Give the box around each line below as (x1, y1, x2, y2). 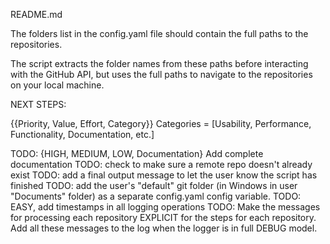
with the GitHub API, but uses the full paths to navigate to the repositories (10, 69, 313, 80)
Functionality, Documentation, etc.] (10, 129, 155, 140)
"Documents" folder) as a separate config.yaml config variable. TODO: (10, 190, 302, 202)
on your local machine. (10, 79, 105, 91)
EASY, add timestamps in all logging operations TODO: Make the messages (10, 201, 321, 213)
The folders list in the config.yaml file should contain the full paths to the (10, 28, 309, 39)
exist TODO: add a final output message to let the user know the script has (10, 169, 318, 181)
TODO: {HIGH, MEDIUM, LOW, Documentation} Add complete (10, 148, 264, 159)
